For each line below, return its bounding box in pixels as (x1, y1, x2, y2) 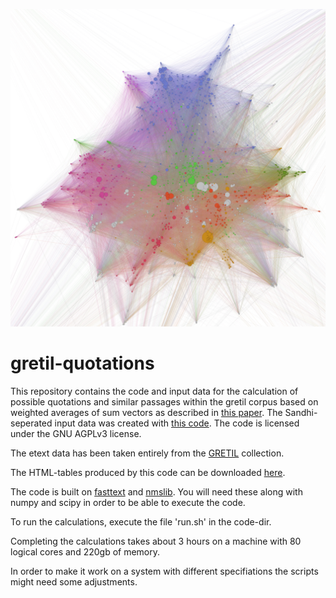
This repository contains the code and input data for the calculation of (10, 385, 299, 397)
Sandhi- (284, 406, 318, 418)
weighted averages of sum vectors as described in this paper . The (10, 406, 283, 418)
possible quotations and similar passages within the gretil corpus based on (10, 395, 319, 408)
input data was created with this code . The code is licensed (54, 417, 300, 429)
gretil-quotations (10, 352, 155, 375)
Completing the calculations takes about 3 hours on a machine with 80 (10, 535, 302, 547)
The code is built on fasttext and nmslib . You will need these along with (10, 485, 303, 498)
